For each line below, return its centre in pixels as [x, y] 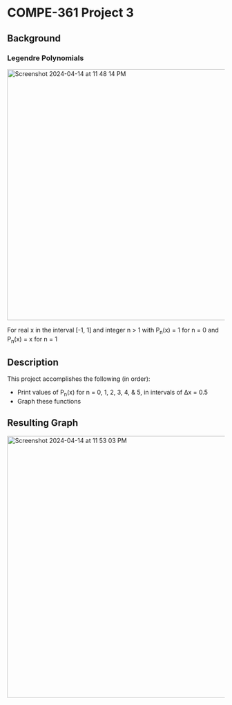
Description [33, 362]
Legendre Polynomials [46, 58]
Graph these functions [49, 402]
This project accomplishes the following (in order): [79, 379]
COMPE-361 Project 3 [71, 13]
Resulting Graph [43, 423]
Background [34, 38]
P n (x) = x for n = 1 [32, 340]
